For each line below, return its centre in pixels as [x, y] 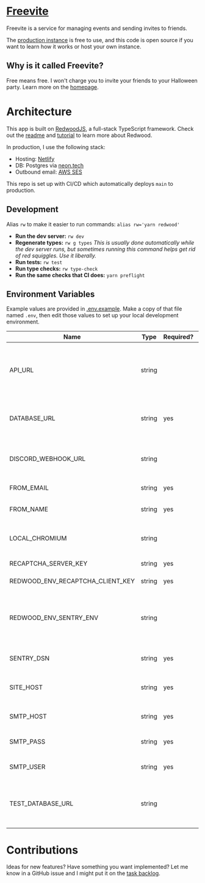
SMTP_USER [27, 767]
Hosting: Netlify [35, 159]
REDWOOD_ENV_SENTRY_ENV [54, 618]
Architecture [39, 112]
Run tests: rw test [39, 262]
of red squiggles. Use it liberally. [56, 256]
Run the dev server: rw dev [49, 236]
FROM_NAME [29, 509]
